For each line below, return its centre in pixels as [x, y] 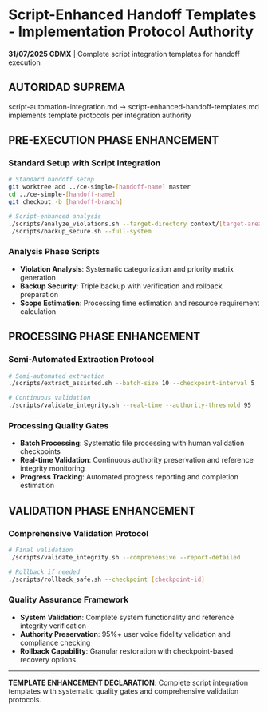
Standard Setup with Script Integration [85, 163]
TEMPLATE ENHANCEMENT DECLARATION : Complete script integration [128, 682]
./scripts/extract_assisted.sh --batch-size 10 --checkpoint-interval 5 [132, 384]
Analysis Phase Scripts [54, 252]
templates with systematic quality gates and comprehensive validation [124, 691]
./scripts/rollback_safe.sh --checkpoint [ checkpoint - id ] [106, 579]
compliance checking [55, 642]
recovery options [48, 659]
